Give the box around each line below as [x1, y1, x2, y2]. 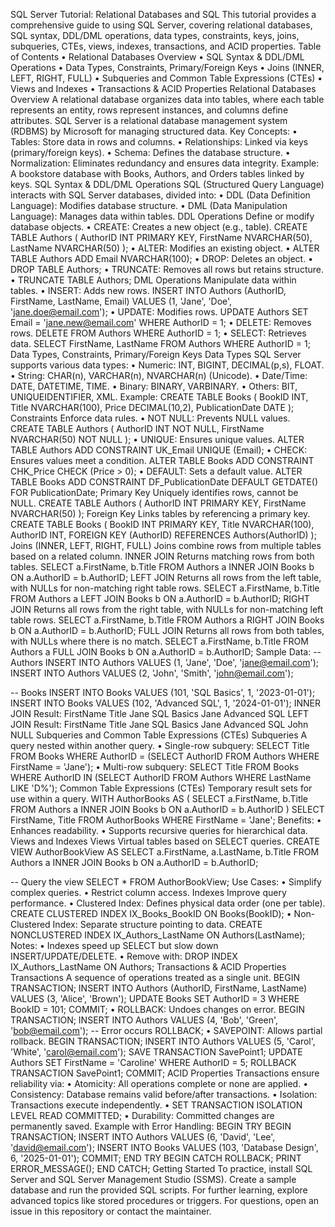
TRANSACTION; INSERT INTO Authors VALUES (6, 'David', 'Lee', [10, 1131, 276, 1143]
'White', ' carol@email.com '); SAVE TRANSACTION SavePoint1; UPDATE [10, 1046, 303, 1058]
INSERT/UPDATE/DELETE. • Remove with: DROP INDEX [10, 950, 238, 962]
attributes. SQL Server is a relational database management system [10, 115, 288, 126]
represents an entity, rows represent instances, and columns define [10, 104, 289, 116]
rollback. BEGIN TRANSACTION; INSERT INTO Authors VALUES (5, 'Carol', [10, 1035, 316, 1047]
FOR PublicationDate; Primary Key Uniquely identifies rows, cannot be [10, 487, 299, 498]
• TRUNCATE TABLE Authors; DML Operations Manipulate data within [10, 274, 297, 286]
